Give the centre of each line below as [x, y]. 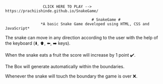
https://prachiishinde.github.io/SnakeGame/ [52, 11]
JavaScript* [17, 28]
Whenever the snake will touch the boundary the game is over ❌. [71, 76]
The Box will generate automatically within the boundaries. [65, 66]
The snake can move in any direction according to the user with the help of [82, 38]
